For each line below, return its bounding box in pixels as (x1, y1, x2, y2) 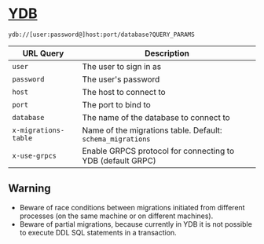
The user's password (82, 74, 160, 85)
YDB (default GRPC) (82, 155, 157, 166)
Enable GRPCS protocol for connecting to (82, 145, 234, 156)
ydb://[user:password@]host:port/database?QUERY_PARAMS (8, 31, 195, 38)
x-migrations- (12, 126, 65, 134)
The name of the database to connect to (82, 111, 230, 122)
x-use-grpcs (12, 151, 57, 160)
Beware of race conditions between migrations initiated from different (19, 202, 245, 212)
